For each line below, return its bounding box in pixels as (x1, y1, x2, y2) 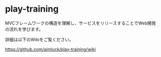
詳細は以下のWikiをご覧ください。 (5, 37, 74, 42)
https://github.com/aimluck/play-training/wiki (5, 46, 96, 52)
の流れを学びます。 (5, 26, 43, 32)
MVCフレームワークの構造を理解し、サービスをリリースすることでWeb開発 (5, 20, 156, 26)
